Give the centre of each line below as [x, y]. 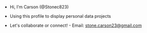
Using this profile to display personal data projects [60, 16]
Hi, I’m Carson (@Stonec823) [39, 7]
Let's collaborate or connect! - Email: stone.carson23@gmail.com [76, 25]
